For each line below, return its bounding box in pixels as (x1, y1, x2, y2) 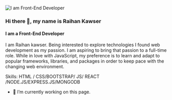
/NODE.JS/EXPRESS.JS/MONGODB (5, 79, 80, 85)
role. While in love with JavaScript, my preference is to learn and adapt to (5, 53, 160, 59)
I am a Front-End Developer (5, 30, 65, 36)
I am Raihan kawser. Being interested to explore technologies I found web (5, 42, 160, 48)
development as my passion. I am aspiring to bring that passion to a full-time (5, 47, 167, 53)
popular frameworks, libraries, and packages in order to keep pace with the (5, 58, 164, 64)
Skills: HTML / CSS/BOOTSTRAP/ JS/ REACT (5, 73, 100, 79)
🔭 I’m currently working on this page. (12, 89, 91, 95)
